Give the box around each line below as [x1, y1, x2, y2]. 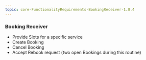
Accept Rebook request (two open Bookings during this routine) [12, 49, 141, 55]
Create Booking [12, 39, 44, 45]
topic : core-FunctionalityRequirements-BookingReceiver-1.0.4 [5, 7, 135, 12]
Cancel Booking [12, 44, 45, 50]
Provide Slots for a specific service [12, 34, 83, 40]
